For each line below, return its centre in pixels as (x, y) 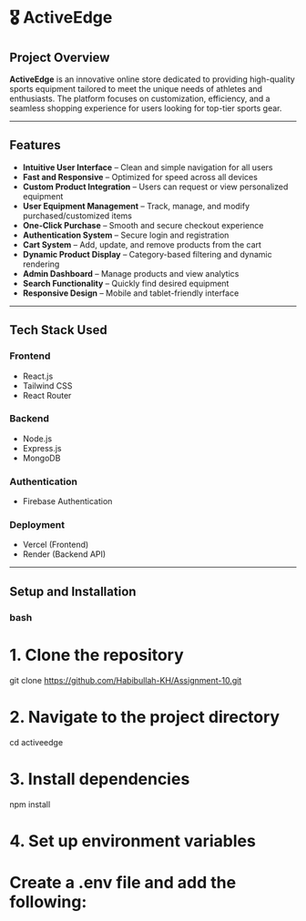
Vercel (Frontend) (56, 545)
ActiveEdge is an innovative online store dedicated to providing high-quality (153, 79)
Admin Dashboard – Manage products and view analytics (131, 273)
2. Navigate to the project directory (145, 717)
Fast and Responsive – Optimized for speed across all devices (140, 177)
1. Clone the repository (97, 655)
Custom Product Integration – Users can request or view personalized (155, 187)
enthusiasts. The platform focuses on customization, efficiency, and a (140, 98)
